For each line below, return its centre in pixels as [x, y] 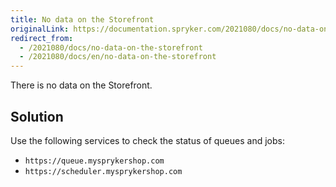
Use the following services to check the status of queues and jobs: [147, 140]
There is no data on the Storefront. [81, 85]
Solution [37, 116]
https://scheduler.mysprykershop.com [103, 171]
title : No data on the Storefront [82, 19]
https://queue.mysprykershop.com [94, 161]
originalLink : [40, 29]
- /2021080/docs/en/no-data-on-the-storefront [118, 57]
